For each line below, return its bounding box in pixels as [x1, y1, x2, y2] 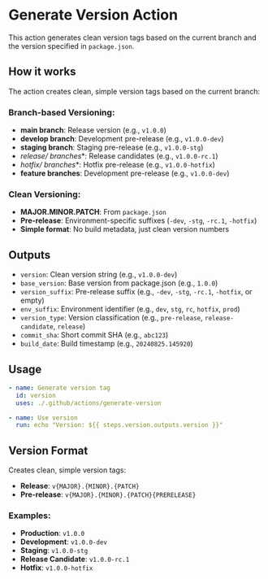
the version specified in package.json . [8, 41, 135, 50]
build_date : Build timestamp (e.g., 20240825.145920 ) [19, 339, 193, 349]
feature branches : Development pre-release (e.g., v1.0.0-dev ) [19, 168, 230, 178]
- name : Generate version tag [8, 384, 111, 392]
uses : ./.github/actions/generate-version [15, 398, 162, 407]
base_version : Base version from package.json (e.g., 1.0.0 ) [19, 278, 218, 288]
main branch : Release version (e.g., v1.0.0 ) [19, 125, 166, 135]
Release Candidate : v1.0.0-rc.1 [19, 555, 130, 564]
